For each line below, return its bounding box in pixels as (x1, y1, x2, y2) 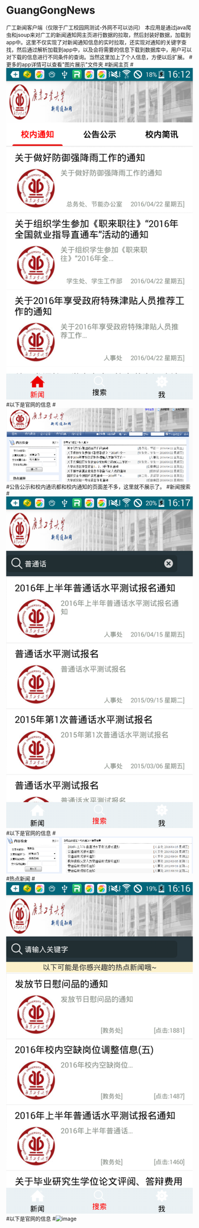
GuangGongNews (6, 4, 96, 17)
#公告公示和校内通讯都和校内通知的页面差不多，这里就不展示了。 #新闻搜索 (6, 483, 191, 490)
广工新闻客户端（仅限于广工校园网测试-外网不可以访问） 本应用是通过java (6, 24, 187, 31)
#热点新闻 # (6, 875, 36, 882)
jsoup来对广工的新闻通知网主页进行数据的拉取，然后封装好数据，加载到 (16, 31, 191, 38)
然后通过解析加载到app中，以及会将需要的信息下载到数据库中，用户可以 (16, 46, 192, 53)
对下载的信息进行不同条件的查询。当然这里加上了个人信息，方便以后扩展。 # (6, 53, 192, 60)
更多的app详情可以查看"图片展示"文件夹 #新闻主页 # (6, 60, 134, 68)
